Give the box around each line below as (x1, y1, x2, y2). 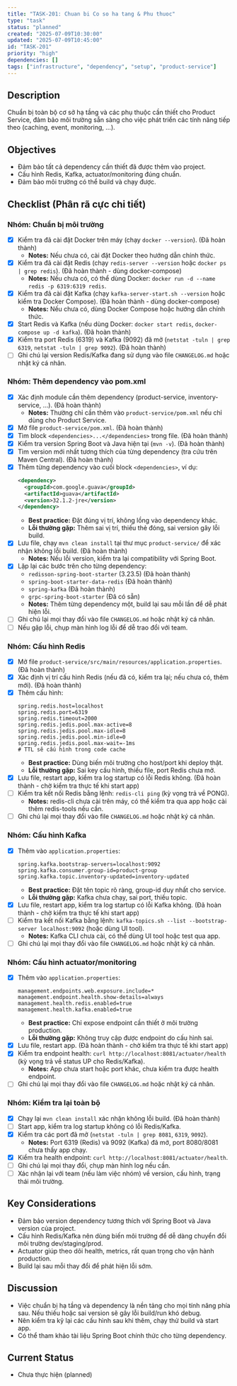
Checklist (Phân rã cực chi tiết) (7, 198, 146, 210)
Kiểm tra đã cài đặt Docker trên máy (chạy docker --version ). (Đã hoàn (17, 235, 226, 244)
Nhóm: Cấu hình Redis (7, 641, 86, 651)
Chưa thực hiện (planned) (17, 1370, 93, 1379)
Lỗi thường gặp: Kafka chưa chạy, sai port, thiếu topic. (28, 893, 187, 901)
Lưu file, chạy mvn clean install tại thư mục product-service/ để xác (17, 539, 221, 547)
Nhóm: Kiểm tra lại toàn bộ (7, 1098, 100, 1108)
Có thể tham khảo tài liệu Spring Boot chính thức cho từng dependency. (17, 1331, 227, 1340)
